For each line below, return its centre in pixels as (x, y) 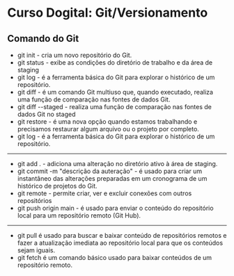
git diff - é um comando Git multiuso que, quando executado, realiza (115, 92)
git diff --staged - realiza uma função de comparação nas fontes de (115, 107)
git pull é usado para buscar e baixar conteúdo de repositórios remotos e (122, 235)
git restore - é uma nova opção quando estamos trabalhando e (107, 122)
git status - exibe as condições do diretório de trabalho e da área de (115, 63)
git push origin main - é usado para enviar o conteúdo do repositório (115, 208)
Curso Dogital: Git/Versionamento (108, 13)
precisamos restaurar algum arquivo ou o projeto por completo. (108, 129)
